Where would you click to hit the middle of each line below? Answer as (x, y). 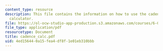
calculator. (22, 18)
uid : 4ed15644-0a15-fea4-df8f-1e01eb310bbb (50, 41)
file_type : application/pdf (33, 28)
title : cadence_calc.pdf (30, 37)
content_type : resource (29, 9)
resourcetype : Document (29, 32)
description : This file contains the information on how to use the (76, 14)
